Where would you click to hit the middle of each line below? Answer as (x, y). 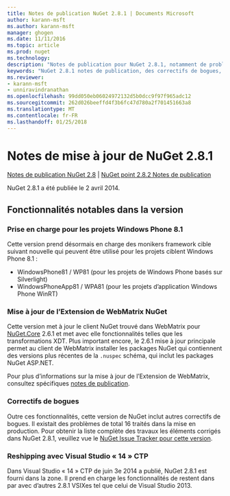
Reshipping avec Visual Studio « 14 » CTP (78, 456)
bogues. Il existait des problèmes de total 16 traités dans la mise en (102, 423)
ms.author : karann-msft (41, 26)
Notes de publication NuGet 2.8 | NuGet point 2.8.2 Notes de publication (109, 175)
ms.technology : (29, 58)
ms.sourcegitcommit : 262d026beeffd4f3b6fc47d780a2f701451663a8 (99, 103)
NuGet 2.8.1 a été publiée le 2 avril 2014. (64, 188)
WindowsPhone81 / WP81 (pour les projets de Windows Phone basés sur (119, 272)
